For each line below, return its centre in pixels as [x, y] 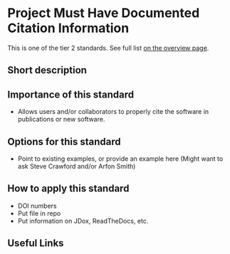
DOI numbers [37, 206]
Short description [47, 70]
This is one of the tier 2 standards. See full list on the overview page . [108, 48]
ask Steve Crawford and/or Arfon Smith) [77, 166]
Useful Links [36, 243]
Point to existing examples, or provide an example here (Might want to [120, 159]
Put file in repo [39, 213]
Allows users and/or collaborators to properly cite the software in [113, 112]
